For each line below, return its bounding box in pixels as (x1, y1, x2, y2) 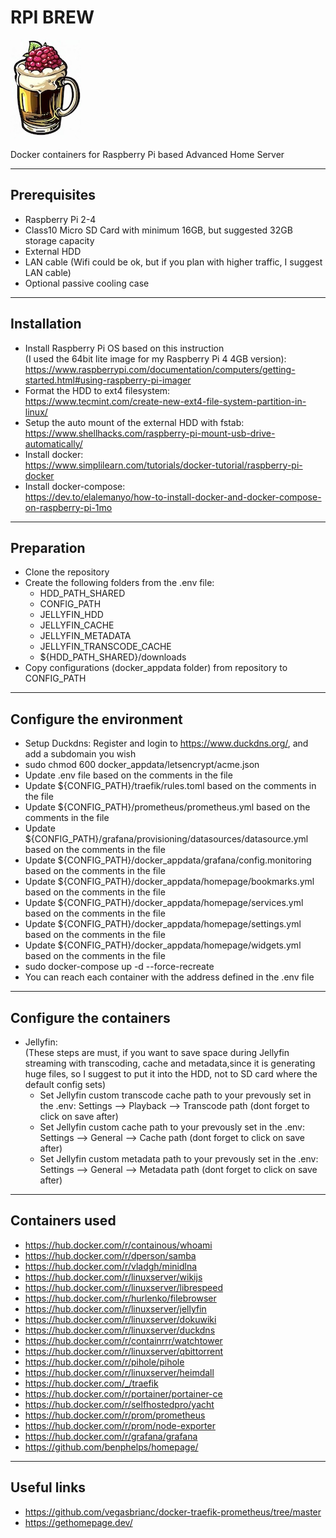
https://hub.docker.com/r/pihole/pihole (24, 1356, 185, 1368)
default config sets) (24, 1079, 106, 1090)
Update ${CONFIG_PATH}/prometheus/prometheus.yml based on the (24, 801, 311, 813)
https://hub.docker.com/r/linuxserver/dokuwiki (24, 1313, 217, 1325)
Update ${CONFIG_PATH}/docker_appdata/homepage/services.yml (24, 897, 304, 909)
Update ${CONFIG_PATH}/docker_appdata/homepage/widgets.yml (24, 939, 302, 951)
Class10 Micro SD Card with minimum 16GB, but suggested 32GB (24, 224, 293, 236)
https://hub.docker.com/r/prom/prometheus (24, 1409, 206, 1421)
